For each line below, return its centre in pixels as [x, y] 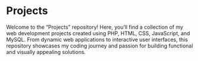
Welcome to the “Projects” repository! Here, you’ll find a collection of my [95, 27]
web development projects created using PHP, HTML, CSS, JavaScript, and [98, 33]
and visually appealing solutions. [46, 52]
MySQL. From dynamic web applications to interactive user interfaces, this [97, 39]
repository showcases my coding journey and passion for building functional [100, 46]
